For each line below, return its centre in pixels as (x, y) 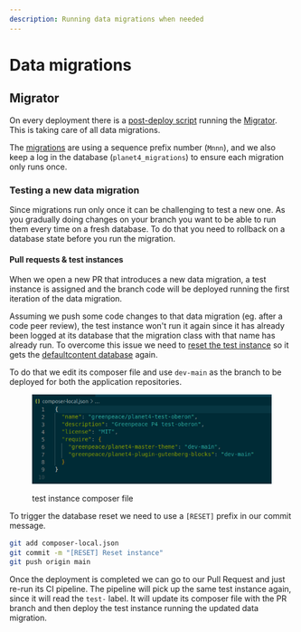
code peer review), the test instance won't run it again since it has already (147, 326)
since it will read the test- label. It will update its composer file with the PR (148, 598)
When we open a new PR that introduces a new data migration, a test (138, 280)
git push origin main (50, 562)
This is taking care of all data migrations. (85, 129)
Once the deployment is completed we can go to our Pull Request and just (147, 579)
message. (28, 525)
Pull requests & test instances (66, 259)
